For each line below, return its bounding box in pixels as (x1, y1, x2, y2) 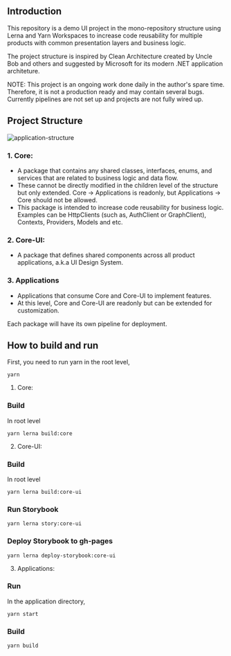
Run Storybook (7, 504, 59, 514)
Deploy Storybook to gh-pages (7, 536, 113, 546)
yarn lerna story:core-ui (7, 520, 82, 527)
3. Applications (7, 276, 59, 285)
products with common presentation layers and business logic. (7, 38, 187, 47)
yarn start (7, 610, 39, 617)
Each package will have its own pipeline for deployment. (7, 319, 167, 328)
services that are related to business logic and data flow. (17, 173, 178, 182)
